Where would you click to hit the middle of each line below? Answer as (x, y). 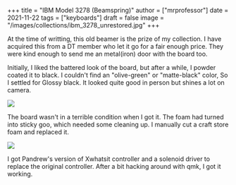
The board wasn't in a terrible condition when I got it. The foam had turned (116, 117)
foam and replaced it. (38, 132)
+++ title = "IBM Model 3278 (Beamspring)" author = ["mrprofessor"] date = (118, 10)
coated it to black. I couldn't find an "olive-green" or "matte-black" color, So (118, 75)
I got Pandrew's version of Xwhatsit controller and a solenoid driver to (108, 159)
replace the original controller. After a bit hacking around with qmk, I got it (114, 166)
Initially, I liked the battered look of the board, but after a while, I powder (112, 67)
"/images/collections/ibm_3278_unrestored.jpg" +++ (83, 25)
